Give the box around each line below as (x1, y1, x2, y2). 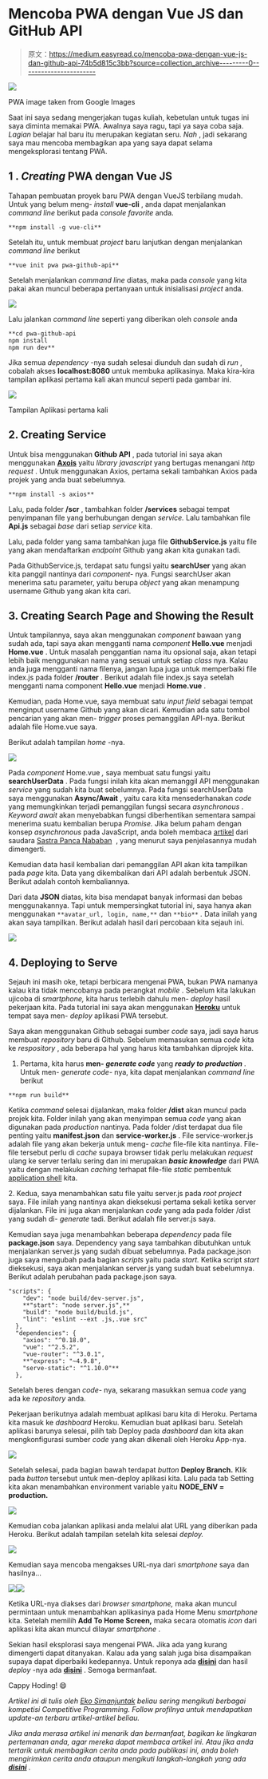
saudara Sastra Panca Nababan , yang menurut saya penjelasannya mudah (8, 836, 258, 846)
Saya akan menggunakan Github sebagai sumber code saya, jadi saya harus (8, 1027, 259, 1036)
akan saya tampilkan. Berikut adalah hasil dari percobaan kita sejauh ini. (8, 917, 245, 927)
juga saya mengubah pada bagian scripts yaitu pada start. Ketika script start (8, 1255, 259, 1265)
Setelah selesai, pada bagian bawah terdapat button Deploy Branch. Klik (8, 1465, 247, 1475)
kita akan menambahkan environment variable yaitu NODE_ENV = (8, 1482, 225, 1492)
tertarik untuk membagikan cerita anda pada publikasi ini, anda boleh (8, 1745, 239, 1755)
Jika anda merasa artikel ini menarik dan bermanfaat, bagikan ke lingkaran (8, 1729, 258, 1738)
